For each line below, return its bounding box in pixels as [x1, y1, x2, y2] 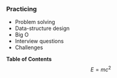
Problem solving [14, 19, 55, 26]
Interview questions [14, 38, 64, 45]
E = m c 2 [90, 65, 112, 73]
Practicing [6, 5, 37, 13]
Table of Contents [6, 56, 52, 63]
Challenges [14, 44, 43, 51]
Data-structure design [14, 25, 70, 32]
